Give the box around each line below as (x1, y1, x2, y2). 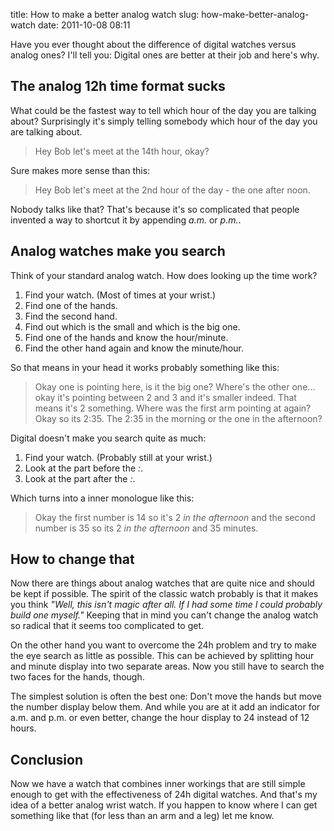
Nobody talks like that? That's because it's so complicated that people (10, 203, 300, 215)
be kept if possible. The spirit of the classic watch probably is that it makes (10, 588, 319, 600)
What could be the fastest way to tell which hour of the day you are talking (10, 104, 317, 116)
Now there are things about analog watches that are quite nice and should (10, 577, 315, 589)
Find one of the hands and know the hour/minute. (24, 331, 229, 343)
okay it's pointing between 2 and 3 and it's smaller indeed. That (34, 391, 297, 403)
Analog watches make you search (10, 243, 226, 260)
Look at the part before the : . (24, 462, 144, 474)
